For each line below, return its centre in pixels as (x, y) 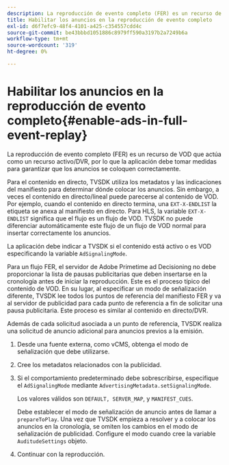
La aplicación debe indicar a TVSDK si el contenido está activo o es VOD (109, 246)
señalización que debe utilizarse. (63, 351)
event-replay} (47, 135)
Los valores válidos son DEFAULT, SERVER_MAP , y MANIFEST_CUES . (105, 399)
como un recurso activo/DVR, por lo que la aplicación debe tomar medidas (112, 161)
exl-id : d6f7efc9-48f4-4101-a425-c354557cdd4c (75, 26)
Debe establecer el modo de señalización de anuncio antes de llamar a (117, 412)
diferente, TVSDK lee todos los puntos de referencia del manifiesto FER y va (114, 296)
